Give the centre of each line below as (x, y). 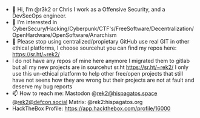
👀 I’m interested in (35, 22)
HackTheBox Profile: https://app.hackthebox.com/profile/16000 (91, 108)
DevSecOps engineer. (39, 16)
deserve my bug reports (42, 87)
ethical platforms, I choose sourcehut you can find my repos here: (94, 48)
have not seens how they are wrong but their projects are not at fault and (103, 80)
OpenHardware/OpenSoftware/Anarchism (64, 35)
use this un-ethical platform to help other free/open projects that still (98, 74)
